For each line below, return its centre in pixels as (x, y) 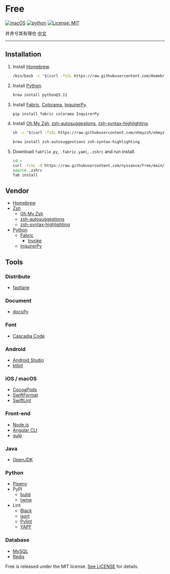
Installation (23, 55)
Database (17, 540)
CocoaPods (25, 390)
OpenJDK (23, 459)
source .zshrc (27, 170)
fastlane (21, 288)
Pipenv (20, 484)
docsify (20, 312)
